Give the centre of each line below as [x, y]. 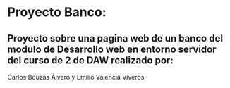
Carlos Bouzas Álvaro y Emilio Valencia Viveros [76, 77]
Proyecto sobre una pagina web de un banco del [115, 38]
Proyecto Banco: [57, 12]
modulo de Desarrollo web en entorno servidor [112, 49]
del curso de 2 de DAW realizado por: [91, 60]
